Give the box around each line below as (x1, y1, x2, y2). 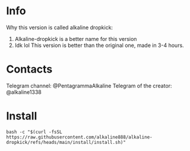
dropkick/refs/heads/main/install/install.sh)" (6, 139, 126, 145)
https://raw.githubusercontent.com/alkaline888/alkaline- (6, 134, 153, 140)
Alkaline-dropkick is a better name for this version (14, 35, 137, 42)
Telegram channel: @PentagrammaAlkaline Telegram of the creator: (6, 82, 172, 89)
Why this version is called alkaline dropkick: (6, 24, 113, 31)
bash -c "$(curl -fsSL (6, 129, 62, 135)
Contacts (6, 62, 53, 76)
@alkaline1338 (6, 88, 42, 96)
